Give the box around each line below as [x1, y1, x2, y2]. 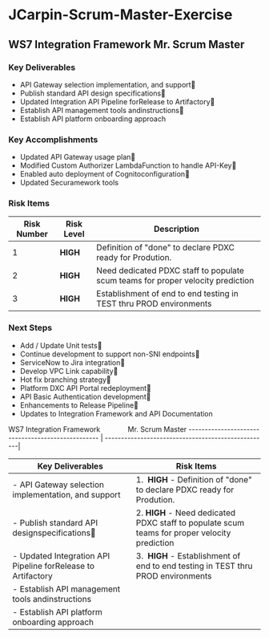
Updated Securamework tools [19, 178, 118, 188]
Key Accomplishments [8, 134, 98, 145]
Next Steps [8, 323, 53, 334]
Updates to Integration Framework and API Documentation [19, 408, 214, 418]
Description [153, 223, 200, 234]
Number [15, 229, 48, 240]
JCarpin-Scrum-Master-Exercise [8, 6, 233, 24]
